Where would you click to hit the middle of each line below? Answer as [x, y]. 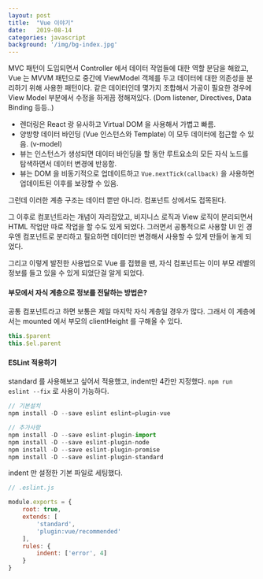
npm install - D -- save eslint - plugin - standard [86, 457]
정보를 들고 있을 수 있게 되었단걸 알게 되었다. [76, 273]
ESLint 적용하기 [33, 362]
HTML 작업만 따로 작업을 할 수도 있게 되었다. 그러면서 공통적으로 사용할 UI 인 [126, 227]
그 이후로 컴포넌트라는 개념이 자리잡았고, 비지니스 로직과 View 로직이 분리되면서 [131, 217]
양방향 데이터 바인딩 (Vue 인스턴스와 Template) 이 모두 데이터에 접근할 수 [133, 134]
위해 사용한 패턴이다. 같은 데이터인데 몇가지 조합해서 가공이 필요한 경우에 [140, 88]
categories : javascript [47, 37]
